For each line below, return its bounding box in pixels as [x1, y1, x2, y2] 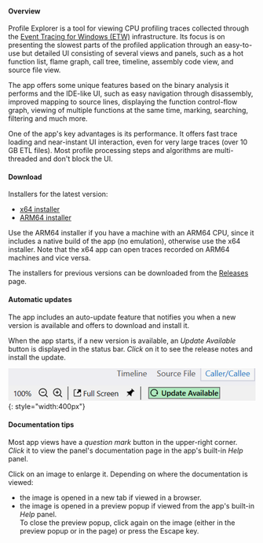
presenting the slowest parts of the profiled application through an [8, 40, 223, 50]
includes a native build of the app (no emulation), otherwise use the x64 [8, 236, 241, 246]
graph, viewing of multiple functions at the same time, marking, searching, [8, 106, 249, 115]
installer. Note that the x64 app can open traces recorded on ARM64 [8, 245, 230, 254]
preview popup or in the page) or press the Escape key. [19, 526, 199, 535]
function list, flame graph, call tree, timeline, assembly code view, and [8, 57, 234, 67]
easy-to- [224, 40, 253, 50]
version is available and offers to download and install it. [8, 320, 190, 330]
